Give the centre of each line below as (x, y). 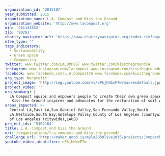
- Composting (23, 60)
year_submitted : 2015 (27, 14)
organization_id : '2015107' (34, 10)
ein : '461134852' (23, 28)
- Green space (24, 55)
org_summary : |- (22, 92)
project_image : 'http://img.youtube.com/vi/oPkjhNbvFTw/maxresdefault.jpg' (84, 82)
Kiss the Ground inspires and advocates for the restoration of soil (84, 101)
